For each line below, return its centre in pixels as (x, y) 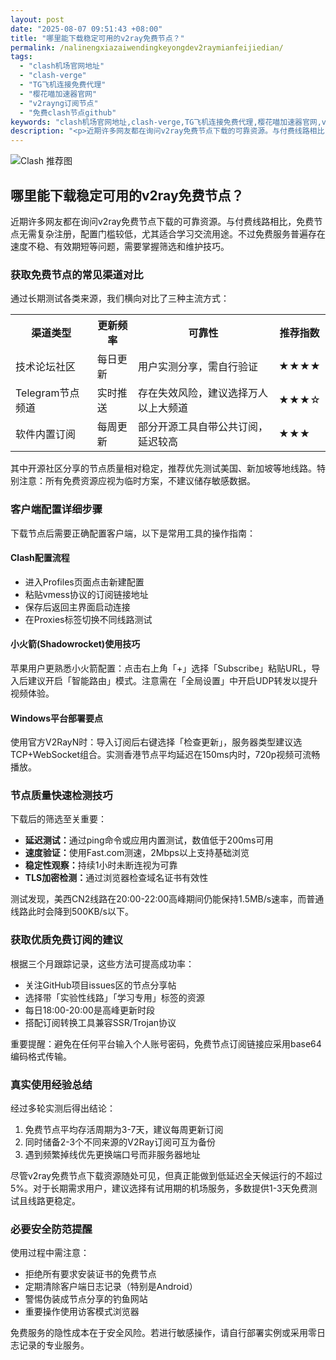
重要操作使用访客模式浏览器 (82, 1312)
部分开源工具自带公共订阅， (202, 427)
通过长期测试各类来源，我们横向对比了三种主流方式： (120, 298)
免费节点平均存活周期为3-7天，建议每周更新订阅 (124, 1130)
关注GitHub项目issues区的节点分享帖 (100, 985)
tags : (21, 57)
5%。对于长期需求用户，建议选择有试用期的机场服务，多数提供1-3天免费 (159, 1188)
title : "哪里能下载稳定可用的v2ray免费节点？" (97, 38)
